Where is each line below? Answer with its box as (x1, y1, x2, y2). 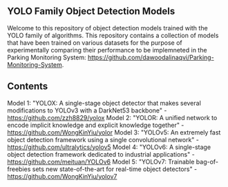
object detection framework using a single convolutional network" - (7, 135, 199, 144)
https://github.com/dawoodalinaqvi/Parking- (87, 53, 214, 61)
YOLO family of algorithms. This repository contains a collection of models (7, 31, 219, 39)
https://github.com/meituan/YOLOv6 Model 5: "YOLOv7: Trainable (7, 157, 195, 166)
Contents (7, 81, 48, 92)
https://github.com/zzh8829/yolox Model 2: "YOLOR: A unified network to (7, 113, 218, 121)
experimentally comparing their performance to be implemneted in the (7, 46, 207, 54)
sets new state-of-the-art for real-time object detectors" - (32, 165, 198, 173)
